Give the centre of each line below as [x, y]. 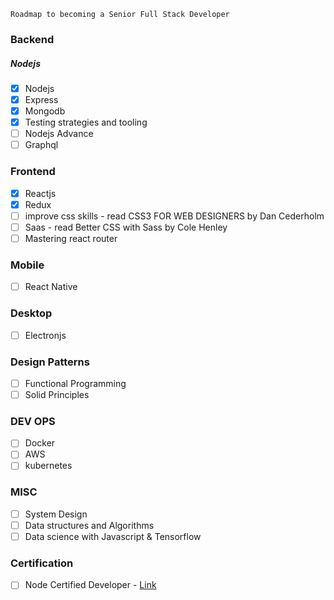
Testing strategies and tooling [86, 122]
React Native [51, 287]
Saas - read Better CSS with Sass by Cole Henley [126, 227]
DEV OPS [33, 421]
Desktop [31, 313]
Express [41, 99]
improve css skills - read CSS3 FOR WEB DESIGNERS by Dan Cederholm [174, 216]
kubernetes [48, 466]
